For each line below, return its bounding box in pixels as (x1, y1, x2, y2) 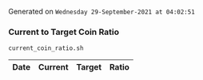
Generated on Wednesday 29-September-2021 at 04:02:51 (8, 7, 196, 16)
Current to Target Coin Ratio (8, 26, 120, 37)
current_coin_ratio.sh (8, 44, 84, 52)
